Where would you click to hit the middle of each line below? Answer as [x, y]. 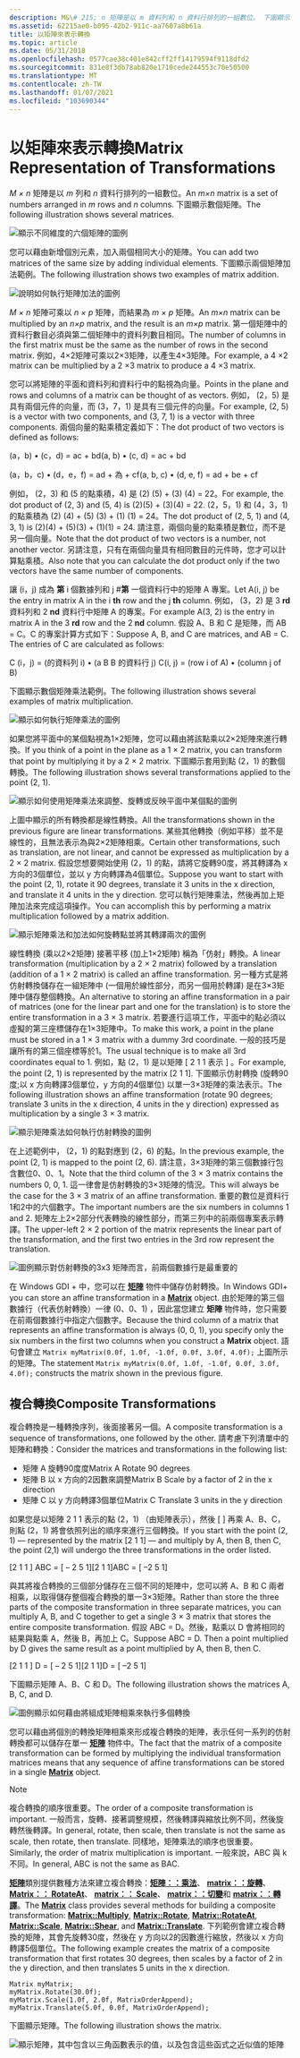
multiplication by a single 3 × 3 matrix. [79, 1114]
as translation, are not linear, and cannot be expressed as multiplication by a [149, 852]
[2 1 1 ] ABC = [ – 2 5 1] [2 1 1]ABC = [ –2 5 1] [88, 1567]
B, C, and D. [31, 1695]
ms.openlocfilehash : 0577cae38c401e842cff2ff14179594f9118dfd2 [129, 59]
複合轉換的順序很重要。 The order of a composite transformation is [131, 1808]
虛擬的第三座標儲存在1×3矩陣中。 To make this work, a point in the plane [142, 1029]
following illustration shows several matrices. [92, 215]
